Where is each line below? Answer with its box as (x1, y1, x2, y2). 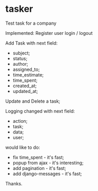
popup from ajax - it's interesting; (12, 160, 84, 166)
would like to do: (5, 144, 40, 150)
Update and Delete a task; (5, 98, 61, 104)
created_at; (12, 83, 37, 89)
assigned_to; (12, 66, 40, 72)
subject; (12, 50, 30, 56)
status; (12, 55, 28, 62)
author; (12, 61, 28, 67)
